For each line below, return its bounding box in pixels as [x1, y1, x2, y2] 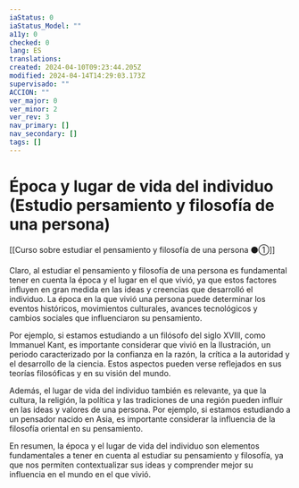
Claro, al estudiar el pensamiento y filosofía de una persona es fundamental [9, 265, 287, 275]
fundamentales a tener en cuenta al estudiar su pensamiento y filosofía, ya [9, 450, 284, 460]
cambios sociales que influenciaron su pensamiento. [9, 312, 203, 323]
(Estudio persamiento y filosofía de [9, 195, 275, 215]
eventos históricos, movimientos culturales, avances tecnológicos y [9, 303, 258, 314]
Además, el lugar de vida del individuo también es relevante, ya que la [9, 385, 267, 396]
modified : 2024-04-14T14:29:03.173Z [9, 72, 145, 80]
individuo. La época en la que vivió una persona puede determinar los [9, 293, 266, 304]
